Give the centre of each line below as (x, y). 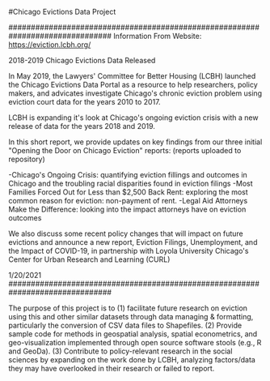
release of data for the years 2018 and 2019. (82, 126)
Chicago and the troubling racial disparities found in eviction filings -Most (131, 183)
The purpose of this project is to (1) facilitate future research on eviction (128, 308)
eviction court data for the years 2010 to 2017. (84, 102)
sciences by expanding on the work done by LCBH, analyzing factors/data (132, 360)
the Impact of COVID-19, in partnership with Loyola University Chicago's (129, 251)
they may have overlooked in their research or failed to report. (112, 368)
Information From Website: (157, 36)
